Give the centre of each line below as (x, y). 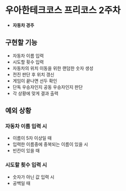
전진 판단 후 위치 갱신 (33, 74)
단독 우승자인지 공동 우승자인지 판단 (48, 87)
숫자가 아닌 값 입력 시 (33, 177)
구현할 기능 (21, 42)
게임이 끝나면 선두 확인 (35, 80)
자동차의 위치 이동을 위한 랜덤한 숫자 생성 (53, 68)
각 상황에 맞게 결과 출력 (36, 93)
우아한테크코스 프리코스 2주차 (63, 10)
